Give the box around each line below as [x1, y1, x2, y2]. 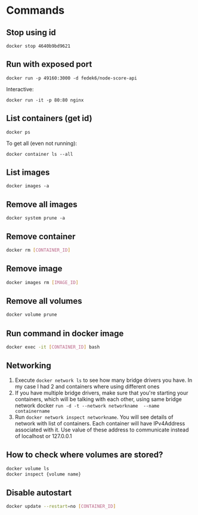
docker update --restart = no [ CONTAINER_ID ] [6, 504, 116, 510]
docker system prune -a [6, 215, 66, 221]
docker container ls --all [6, 151, 73, 157]
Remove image [6, 264, 63, 274]
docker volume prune [6, 312, 58, 318]
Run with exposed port [6, 59, 92, 69]
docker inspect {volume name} [6, 471, 82, 477]
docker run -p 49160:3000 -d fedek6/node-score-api [6, 75, 137, 81]
